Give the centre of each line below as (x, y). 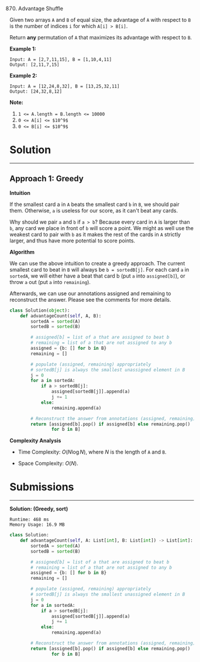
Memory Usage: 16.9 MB (37, 525)
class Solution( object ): (40, 310)
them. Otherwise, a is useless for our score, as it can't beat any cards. (94, 210)
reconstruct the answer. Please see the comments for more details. (90, 299)
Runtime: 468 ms (29, 520)
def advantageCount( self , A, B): (61, 316)
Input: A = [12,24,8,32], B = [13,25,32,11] (65, 86)
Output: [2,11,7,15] (35, 65)
